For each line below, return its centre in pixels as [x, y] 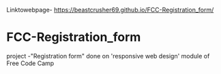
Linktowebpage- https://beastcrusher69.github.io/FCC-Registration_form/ [110, 10]
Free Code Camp [30, 63]
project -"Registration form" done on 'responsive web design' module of [108, 56]
